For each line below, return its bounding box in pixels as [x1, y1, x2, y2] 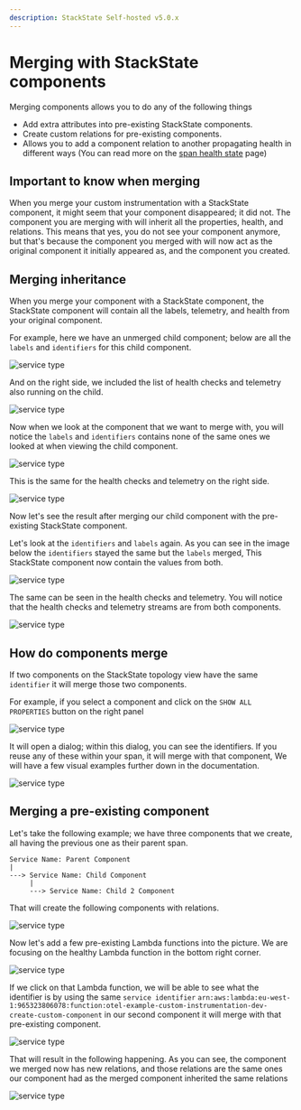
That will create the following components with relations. [9, 902, 219, 913]
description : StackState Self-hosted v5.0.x [9, 13, 179, 23]
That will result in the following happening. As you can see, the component [9, 1053, 287, 1064]
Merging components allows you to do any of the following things [9, 101, 252, 112]
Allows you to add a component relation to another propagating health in [22, 137, 292, 149]
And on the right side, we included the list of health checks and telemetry [9, 377, 282, 388]
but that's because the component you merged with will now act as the [9, 236, 273, 247]
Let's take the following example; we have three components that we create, [9, 827, 293, 838]
